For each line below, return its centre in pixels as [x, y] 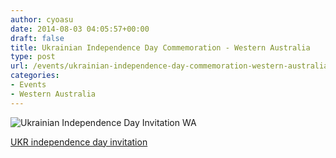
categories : [35, 76]
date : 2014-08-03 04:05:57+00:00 [80, 29]
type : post [33, 57]
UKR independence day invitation [79, 142]
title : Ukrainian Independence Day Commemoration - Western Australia [160, 47]
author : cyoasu [42, 19]
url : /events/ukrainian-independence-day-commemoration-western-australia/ [171, 66]
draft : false [37, 38]
